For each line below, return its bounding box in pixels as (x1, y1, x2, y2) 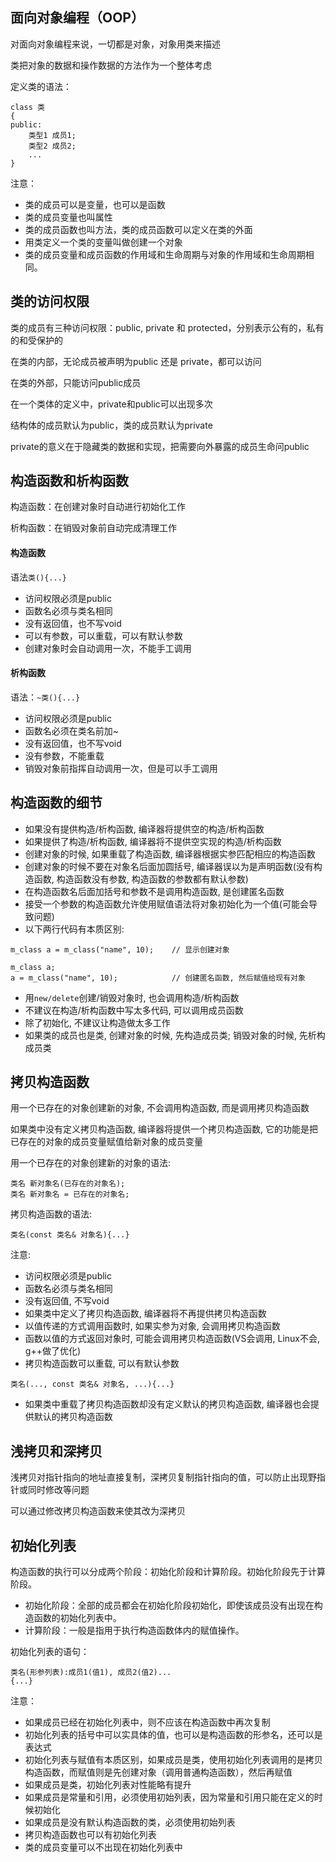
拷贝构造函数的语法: (10, 1208, 93, 1220)
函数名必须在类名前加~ (24, 724, 120, 737)
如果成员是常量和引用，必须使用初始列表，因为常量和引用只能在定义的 (24, 1791, 315, 1803)
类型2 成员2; (28, 141, 77, 151)
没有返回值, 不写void (24, 1295, 110, 1307)
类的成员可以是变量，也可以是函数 (24, 198, 166, 210)
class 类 (10, 102, 45, 112)
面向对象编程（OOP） (10, 9, 145, 27)
